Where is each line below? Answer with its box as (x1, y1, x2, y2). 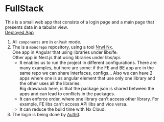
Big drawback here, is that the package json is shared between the (19, 85, 154, 91)
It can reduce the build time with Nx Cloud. (19, 106, 106, 112)
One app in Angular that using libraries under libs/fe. (12, 49, 118, 55)
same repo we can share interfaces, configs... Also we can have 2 (19, 70, 153, 76)
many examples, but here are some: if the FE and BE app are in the (19, 64, 154, 71)
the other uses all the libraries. (19, 80, 81, 86)
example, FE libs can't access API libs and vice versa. (19, 101, 128, 107)
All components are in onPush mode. (12, 39, 82, 44)
